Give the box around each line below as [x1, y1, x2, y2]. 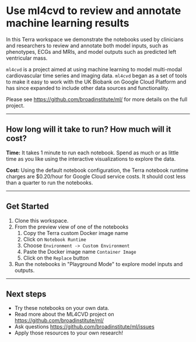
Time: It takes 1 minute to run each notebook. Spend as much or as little [6, 149, 179, 156]
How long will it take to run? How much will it [6, 125, 171, 134]
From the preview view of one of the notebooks [14, 223, 129, 230]
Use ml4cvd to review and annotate [6, 4, 181, 18]
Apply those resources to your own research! [14, 329, 124, 337]
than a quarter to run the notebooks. [6, 179, 93, 186]
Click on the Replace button [23, 254, 89, 261]
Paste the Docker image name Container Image [23, 248, 136, 255]
